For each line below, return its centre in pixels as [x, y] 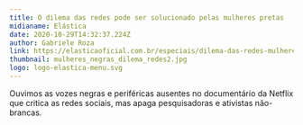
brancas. [26, 112]
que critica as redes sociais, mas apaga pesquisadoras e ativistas [131, 103]
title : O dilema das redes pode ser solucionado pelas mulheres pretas [147, 18]
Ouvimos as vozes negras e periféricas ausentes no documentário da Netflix [151, 93]
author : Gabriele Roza [52, 43]
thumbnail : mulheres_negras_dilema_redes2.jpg [98, 59]
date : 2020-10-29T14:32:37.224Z [70, 34]
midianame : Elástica [48, 26]
